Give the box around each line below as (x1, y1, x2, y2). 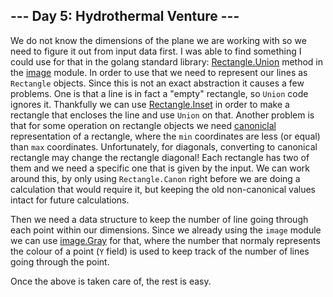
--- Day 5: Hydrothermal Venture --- (10, 8, 240, 25)
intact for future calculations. (10, 194, 130, 206)
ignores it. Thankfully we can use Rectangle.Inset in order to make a (10, 98, 290, 110)
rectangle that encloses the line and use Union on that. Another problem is (10, 109, 315, 121)
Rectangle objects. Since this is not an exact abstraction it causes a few (10, 77, 305, 89)
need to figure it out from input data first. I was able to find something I (10, 45, 302, 57)
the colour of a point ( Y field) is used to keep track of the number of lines (10, 245, 310, 257)
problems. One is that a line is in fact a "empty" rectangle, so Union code (10, 87, 309, 99)
